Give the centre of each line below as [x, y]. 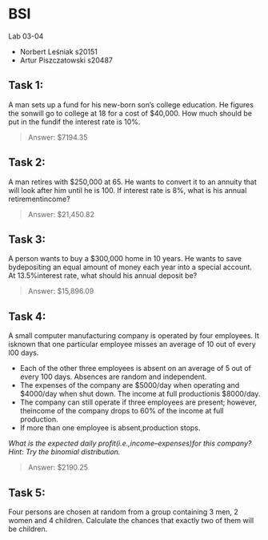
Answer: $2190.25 [58, 467]
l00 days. [24, 353]
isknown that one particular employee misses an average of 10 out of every [132, 345]
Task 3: [27, 239]
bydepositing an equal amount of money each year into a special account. [130, 267]
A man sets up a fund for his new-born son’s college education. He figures [131, 104]
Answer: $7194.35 [58, 137]
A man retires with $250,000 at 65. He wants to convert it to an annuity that [133, 182]
